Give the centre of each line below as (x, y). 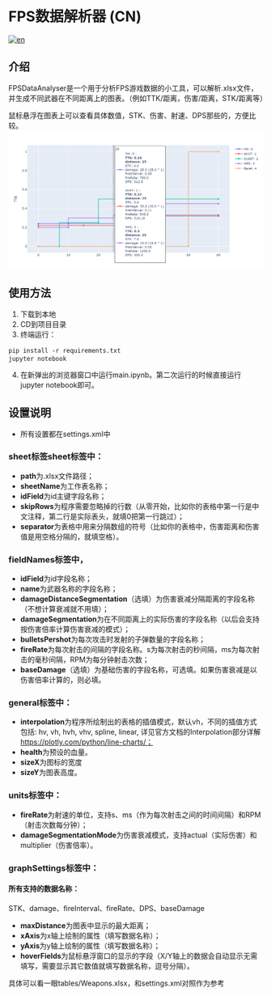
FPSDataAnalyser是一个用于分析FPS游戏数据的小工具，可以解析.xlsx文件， (133, 88)
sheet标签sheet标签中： (56, 456)
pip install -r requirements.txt (65, 350)
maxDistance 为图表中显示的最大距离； (85, 925)
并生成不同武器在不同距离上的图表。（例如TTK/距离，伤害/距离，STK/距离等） (138, 98)
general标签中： (40, 703)
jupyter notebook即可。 (59, 384)
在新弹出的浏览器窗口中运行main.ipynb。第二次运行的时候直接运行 (131, 375)
